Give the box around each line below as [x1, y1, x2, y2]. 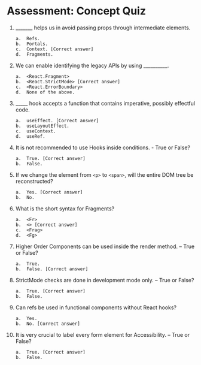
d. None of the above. [15, 89, 75, 95]
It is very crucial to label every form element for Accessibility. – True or [15, 331, 190, 338]
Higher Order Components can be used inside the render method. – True [15, 243, 195, 250]
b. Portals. [15, 41, 48, 47]
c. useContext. [15, 128, 56, 134]
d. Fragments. [15, 51, 54, 58]
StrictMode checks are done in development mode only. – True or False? [15, 276, 194, 283]
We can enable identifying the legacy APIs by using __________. [15, 62, 169, 69]
